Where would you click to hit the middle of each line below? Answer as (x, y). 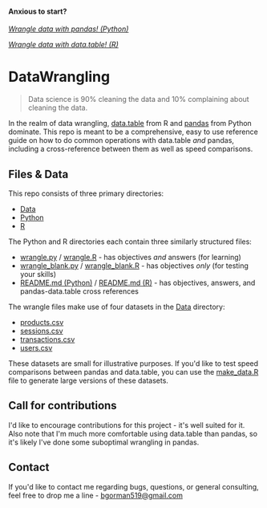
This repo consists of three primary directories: (86, 193)
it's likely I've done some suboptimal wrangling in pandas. (104, 442)
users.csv (36, 347)
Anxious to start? (38, 11)
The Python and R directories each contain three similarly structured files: (130, 242)
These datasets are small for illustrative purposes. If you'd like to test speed (133, 363)
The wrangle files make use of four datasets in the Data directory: (117, 307)
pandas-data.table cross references (79, 291)
